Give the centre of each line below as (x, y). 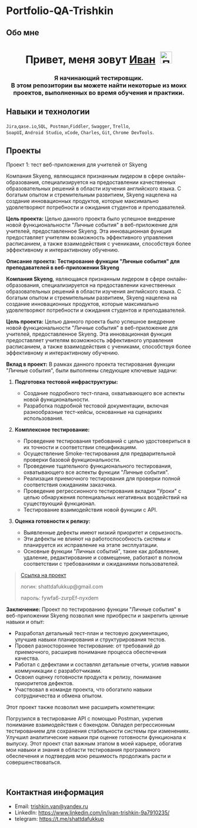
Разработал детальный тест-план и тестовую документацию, (92, 633)
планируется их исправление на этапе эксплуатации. (91, 545)
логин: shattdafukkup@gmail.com (62, 587)
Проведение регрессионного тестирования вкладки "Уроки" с (102, 491)
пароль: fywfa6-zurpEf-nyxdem (59, 598)
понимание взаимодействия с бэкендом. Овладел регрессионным (91, 725)
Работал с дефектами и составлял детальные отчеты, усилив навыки (102, 665)
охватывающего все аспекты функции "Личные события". (96, 472)
